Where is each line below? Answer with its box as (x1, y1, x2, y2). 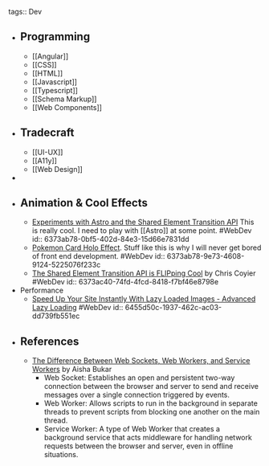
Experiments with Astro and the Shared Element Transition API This (31, 217, 255, 227)
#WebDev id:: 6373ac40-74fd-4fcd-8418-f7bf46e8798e (31, 277, 219, 287)
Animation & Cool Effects (19, 196, 149, 210)
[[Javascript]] (31, 76, 78, 87)
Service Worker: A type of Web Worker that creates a (43, 424, 221, 434)
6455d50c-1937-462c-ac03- (124, 303, 222, 313)
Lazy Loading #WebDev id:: (31, 303, 124, 313)
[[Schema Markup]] (31, 94, 97, 104)
